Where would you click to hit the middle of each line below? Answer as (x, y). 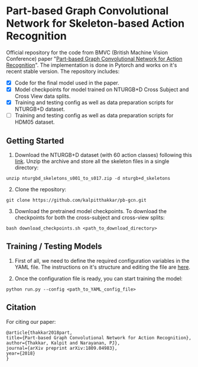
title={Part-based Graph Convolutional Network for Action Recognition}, (99, 338)
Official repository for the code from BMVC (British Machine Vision (87, 52)
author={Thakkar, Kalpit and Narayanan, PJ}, (63, 343)
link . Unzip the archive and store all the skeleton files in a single (92, 161)
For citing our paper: (31, 321)
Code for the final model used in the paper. (67, 83)
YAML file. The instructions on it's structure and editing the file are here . (102, 267)
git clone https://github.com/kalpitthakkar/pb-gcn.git (76, 200)
